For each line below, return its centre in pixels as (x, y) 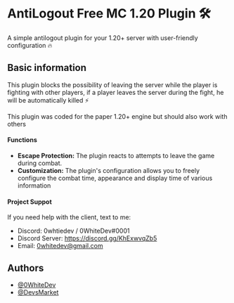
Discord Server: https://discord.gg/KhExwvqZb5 (87, 238)
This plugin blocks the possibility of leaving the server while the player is (112, 84)
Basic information (47, 68)
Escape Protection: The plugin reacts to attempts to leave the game (116, 155)
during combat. (40, 163)
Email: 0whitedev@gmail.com (60, 246)
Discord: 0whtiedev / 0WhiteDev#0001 (73, 231)
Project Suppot (30, 202)
